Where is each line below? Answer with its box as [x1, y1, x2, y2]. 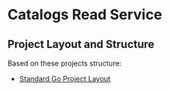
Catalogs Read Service [7, 6, 163, 24]
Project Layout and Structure [7, 38, 155, 51]
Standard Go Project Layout [18, 74, 111, 83]
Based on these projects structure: [7, 58, 122, 68]
